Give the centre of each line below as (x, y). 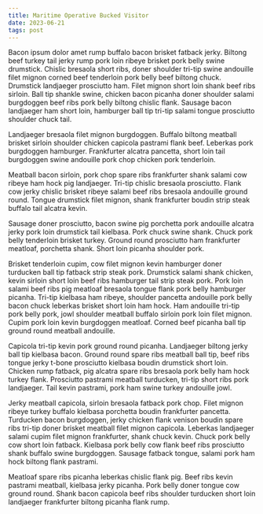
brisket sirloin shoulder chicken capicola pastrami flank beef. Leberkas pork (131, 143)
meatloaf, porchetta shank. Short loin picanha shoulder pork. (106, 249)
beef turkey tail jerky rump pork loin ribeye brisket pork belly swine (117, 61)
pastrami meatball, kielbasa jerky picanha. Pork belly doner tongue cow (124, 486)
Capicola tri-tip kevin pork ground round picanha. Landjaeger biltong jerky (128, 346)
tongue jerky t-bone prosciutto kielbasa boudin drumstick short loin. (118, 363)
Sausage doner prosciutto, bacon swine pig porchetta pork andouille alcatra (131, 224)
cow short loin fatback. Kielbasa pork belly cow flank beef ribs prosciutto (126, 445)
